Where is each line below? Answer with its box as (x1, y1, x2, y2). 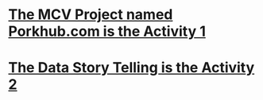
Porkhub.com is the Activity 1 (8, 22, 207, 40)
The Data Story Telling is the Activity (8, 59, 255, 77)
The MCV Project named (8, 6, 173, 24)
